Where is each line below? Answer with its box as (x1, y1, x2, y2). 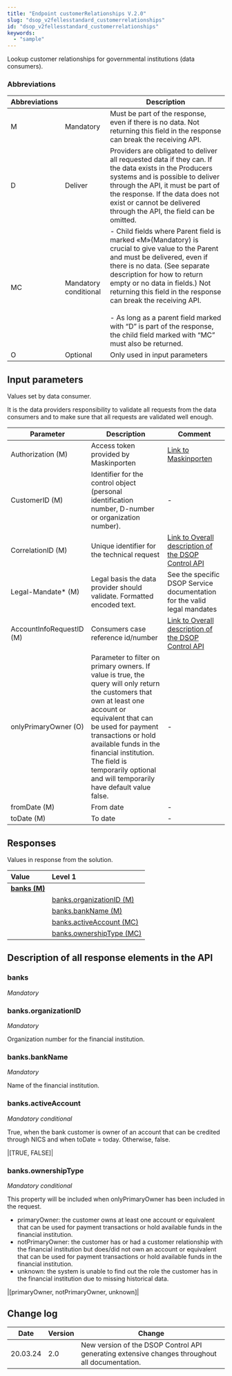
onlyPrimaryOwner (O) (10, 722, 84, 732)
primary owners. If (90, 661, 151, 671)
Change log (7, 1308, 58, 1320)
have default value (90, 782, 151, 792)
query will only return (90, 679, 160, 688)
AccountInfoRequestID (10, 624, 84, 634)
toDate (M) (10, 814, 46, 823)
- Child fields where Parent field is (110, 226, 222, 236)
